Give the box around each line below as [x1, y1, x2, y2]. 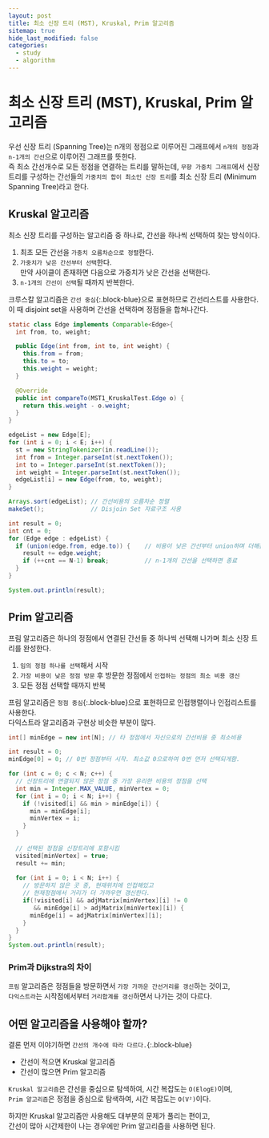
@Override [15, 387, 48, 395]
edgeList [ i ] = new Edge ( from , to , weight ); [15, 476, 163, 484]
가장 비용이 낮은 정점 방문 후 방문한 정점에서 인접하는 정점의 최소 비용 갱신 [19, 670, 240, 680]
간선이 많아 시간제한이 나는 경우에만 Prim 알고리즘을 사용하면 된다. [8, 1121, 216, 1131]
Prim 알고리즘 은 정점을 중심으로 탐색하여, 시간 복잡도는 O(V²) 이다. [8, 1094, 211, 1104]
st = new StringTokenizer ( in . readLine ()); [15, 446, 159, 454]
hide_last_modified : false [8, 34, 98, 43]
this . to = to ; [22, 358, 70, 366]
